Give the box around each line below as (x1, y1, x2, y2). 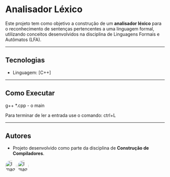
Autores (5, 131, 31, 140)
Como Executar (5, 89, 55, 97)
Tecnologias (5, 56, 45, 64)
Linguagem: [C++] (12, 69, 52, 76)
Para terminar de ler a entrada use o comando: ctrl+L (5, 112, 116, 118)
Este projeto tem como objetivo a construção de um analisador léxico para (5, 20, 162, 26)
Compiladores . (12, 151, 45, 157)
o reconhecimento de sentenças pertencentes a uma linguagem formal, (5, 25, 154, 31)
